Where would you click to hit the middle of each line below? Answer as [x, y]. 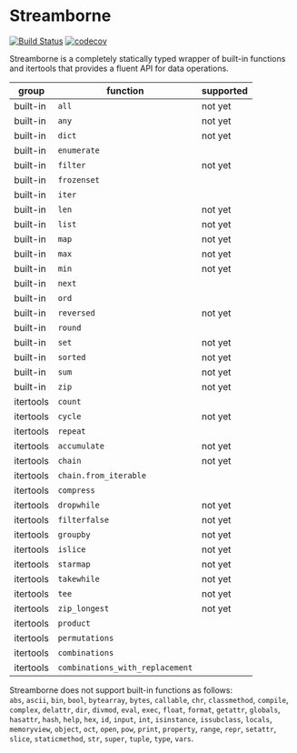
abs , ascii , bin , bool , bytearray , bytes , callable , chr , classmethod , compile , [149, 699]
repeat [72, 431]
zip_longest [84, 608]
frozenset [79, 180]
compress [76, 490]
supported [224, 90]
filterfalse [84, 520]
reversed [76, 313]
